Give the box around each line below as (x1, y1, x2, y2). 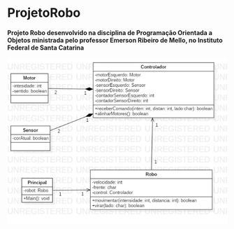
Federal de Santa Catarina (7, 43, 85, 52)
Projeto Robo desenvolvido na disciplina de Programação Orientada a (7, 28, 213, 36)
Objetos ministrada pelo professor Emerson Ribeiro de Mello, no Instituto (7, 36, 223, 44)
